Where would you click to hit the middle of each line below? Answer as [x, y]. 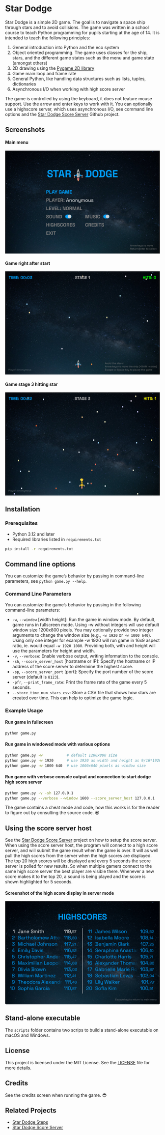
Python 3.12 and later [33, 534]
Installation [23, 509]
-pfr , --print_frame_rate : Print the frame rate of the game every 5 [80, 682]
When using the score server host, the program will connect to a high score [82, 845]
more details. [18, 1068]
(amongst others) [30, 63]
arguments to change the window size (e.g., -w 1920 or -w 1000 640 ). [82, 635]
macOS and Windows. [27, 1035]
